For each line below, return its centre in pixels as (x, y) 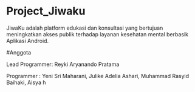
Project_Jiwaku (46, 11)
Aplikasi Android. (28, 41)
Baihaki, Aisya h (26, 82)
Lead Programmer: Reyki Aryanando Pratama (63, 64)
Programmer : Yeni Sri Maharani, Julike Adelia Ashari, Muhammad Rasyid (98, 76)
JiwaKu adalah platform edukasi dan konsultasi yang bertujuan (85, 28)
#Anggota (19, 52)
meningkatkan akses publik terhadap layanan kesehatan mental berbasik (97, 34)
